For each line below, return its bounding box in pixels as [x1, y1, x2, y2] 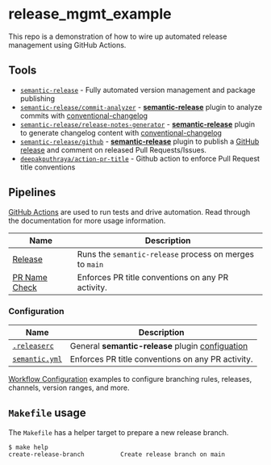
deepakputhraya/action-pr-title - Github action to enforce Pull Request [19, 153, 261, 163]
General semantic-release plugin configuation [69, 340, 248, 351]
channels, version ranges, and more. [8, 383, 131, 392]
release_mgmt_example [8, 5, 172, 23]
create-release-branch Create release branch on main [8, 450, 226, 459]
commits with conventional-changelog [19, 111, 148, 120]
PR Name [12, 271, 48, 283]
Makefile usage [8, 406, 86, 420]
